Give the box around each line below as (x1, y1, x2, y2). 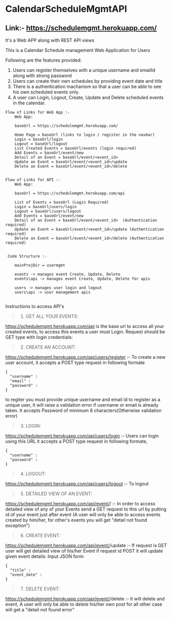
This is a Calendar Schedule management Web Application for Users (5, 47, 150, 53)
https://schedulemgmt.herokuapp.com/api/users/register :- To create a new (5, 354, 166, 360)
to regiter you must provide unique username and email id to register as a (5, 396, 161, 403)
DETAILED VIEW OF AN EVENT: (25, 490, 92, 497)
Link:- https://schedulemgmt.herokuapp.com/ (5, 24, 157, 32)
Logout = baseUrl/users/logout (14, 209, 82, 214)
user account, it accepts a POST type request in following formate (5, 359, 145, 366)
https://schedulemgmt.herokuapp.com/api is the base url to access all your (5, 323, 164, 329)
